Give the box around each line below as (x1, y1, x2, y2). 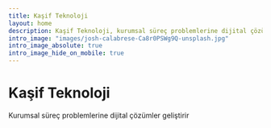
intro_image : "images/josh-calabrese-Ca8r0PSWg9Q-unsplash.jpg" (8, 34, 229, 43)
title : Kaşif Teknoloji (8, 11, 89, 20)
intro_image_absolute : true (8, 42, 103, 50)
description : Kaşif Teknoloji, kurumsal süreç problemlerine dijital (8, 27, 248, 35)
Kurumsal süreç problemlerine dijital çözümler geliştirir (8, 110, 190, 120)
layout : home (8, 19, 52, 27)
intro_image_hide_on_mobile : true (8, 49, 125, 57)
